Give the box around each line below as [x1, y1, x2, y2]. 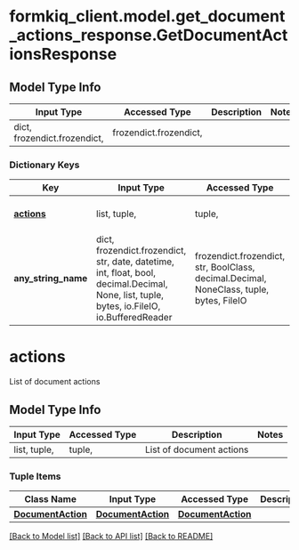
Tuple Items [9, 470, 61, 482]
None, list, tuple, [96, 289, 165, 302]
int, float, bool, [96, 267, 156, 279]
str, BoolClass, [194, 261, 255, 273]
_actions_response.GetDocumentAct [9, 25, 288, 45]
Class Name [24, 493, 77, 506]
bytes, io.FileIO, [96, 300, 161, 312]
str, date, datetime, [96, 255, 175, 268]
